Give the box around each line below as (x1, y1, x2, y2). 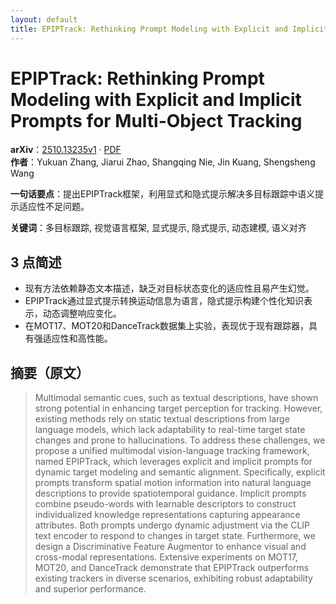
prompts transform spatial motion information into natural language (34, 477, 312, 489)
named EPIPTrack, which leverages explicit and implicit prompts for (34, 456, 313, 468)
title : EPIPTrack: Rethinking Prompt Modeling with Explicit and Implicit (10, 24, 329, 34)
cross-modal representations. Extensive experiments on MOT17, (34, 551, 298, 563)
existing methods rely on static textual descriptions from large (34, 413, 290, 425)
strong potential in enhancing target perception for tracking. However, (34, 402, 323, 415)
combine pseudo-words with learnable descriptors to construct (34, 498, 297, 510)
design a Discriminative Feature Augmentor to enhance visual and (34, 541, 307, 553)
